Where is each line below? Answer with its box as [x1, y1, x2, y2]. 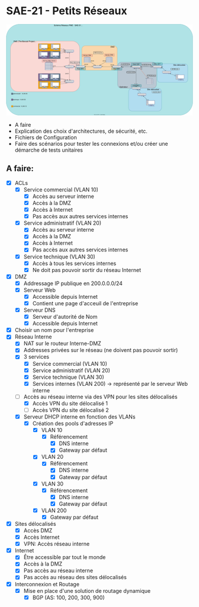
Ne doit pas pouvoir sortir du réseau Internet [32, 266, 141, 273]
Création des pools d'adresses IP [32, 420, 114, 427]
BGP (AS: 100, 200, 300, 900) [32, 594, 105, 601]
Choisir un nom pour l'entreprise [14, 327, 94, 334]
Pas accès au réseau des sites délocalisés [23, 574, 127, 581]
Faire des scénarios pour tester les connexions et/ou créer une [14, 140, 169, 148]
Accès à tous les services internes [32, 260, 117, 267]
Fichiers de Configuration [14, 134, 77, 141]
